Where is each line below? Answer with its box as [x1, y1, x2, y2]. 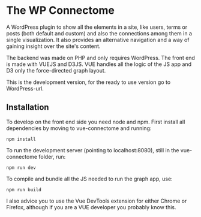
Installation [6, 103, 49, 113]
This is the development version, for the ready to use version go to [6, 79, 171, 86]
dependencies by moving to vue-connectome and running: [6, 124, 152, 132]
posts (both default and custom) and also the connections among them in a [6, 29, 193, 37]
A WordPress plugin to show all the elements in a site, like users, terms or [6, 23, 188, 31]
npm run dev [6, 164, 36, 171]
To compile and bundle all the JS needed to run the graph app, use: [6, 175, 173, 182]
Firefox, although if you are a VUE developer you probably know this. [6, 203, 176, 210]
